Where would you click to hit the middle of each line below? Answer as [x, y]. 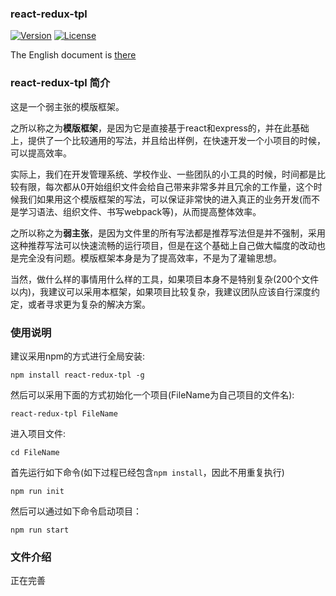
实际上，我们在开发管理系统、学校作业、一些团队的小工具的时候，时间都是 [163, 174]
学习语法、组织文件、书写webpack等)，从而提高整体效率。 [140, 211]
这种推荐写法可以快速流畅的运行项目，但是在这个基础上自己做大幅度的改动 [163, 245]
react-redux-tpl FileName [64, 413]
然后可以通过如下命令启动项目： [76, 511]
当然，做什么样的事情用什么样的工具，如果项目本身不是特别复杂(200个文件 [165, 279]
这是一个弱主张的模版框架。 [67, 106]
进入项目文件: [38, 433]
